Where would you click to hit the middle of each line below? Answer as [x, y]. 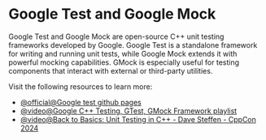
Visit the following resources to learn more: [81, 87]
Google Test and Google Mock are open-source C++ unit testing [116, 36]
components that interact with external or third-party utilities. [111, 70]
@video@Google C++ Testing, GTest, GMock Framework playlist [129, 111]
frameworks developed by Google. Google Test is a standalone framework [133, 45]
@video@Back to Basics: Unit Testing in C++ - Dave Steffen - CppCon [138, 119]
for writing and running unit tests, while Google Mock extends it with [123, 53]
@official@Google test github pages [81, 102]
